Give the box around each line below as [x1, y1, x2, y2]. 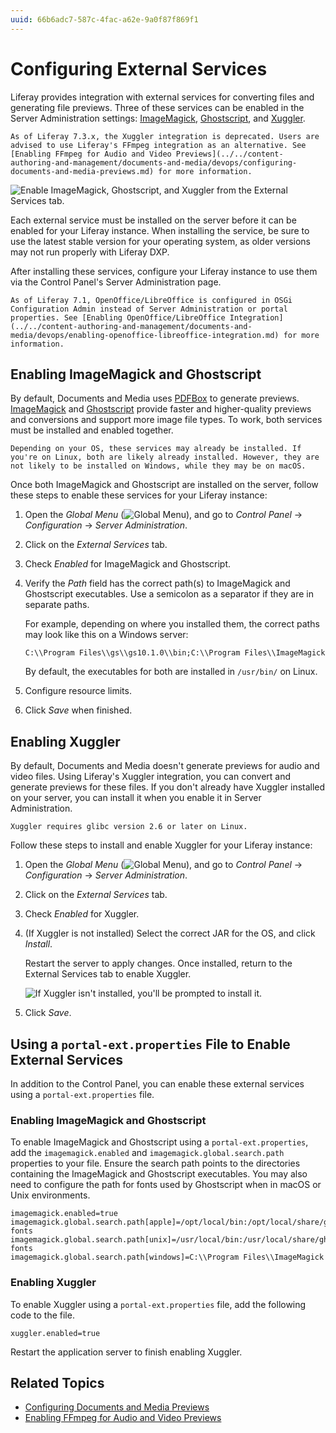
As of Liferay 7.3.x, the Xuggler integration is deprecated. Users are [10, 131, 320, 141]
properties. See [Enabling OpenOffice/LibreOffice [10, 312, 226, 323]
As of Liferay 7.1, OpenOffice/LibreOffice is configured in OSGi [10, 295, 293, 305]
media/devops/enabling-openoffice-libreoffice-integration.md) [10, 330, 280, 340]
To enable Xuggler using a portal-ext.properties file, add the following [10, 1298, 307, 1310]
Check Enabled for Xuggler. [24, 908, 140, 920]
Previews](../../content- [175, 149, 284, 159]
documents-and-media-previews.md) [10, 166, 155, 176]
